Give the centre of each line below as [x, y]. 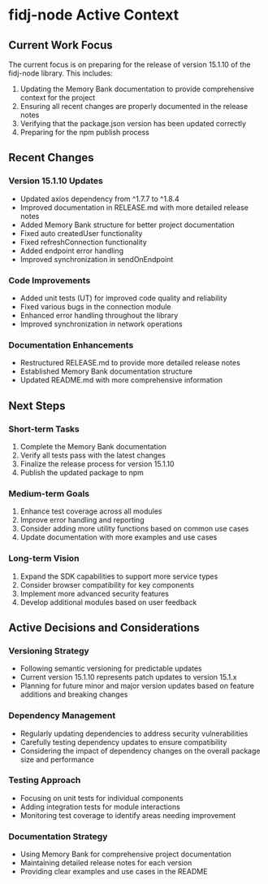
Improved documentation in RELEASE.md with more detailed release [134, 207]
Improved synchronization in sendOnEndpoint [97, 259]
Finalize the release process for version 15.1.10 [97, 464]
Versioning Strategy [49, 650]
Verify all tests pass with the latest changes [93, 455]
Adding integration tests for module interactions [100, 807]
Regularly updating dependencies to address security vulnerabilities [134, 733]
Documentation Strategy [58, 836]
